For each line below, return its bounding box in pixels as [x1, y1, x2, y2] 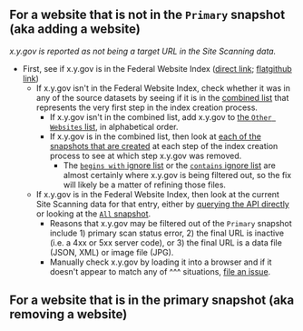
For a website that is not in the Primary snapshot [9, 7, 286, 23]
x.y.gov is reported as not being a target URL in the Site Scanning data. [9, 45, 277, 56]
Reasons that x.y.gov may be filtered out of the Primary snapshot [49, 217, 292, 228]
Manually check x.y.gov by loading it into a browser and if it [49, 256, 272, 267]
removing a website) [9, 306, 128, 322]
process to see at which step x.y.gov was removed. [49, 150, 242, 161]
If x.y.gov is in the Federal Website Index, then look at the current [35, 188, 279, 199]
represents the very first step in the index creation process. [35, 102, 259, 113]
